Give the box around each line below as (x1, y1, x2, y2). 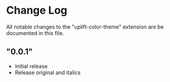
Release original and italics (14, 69, 81, 76)
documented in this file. (6, 29, 64, 36)
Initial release (14, 62, 48, 70)
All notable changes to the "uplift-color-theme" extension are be (6, 23, 164, 30)
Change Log (6, 4, 67, 17)
